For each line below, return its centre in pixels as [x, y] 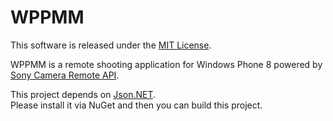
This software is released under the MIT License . [111, 45]
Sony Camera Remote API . [65, 75]
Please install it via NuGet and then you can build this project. [136, 105]
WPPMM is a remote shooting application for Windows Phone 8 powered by [166, 64]
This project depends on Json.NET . [83, 94]
